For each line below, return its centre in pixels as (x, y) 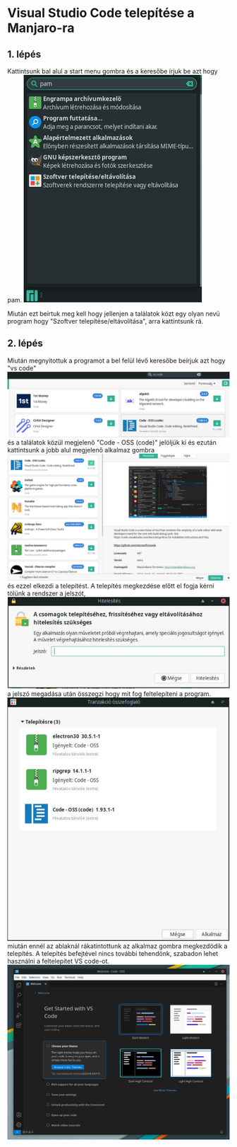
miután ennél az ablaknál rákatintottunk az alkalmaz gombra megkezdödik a (117, 946)
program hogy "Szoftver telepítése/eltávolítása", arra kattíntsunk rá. (105, 321)
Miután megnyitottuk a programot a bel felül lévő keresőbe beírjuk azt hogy (116, 360)
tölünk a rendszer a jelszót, (47, 593)
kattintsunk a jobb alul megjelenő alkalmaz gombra (81, 450)
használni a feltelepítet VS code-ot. (59, 961)
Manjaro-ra (41, 28)
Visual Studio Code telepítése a (101, 13)
